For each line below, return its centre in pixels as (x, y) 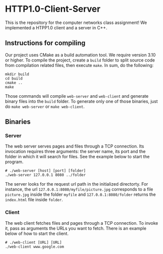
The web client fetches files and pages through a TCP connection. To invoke (81, 223)
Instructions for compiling (45, 43)
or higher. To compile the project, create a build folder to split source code (80, 60)
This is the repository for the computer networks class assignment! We (76, 22)
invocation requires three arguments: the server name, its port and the (75, 151)
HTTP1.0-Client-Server (53, 9)
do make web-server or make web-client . (45, 106)
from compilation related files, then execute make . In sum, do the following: (79, 65)
